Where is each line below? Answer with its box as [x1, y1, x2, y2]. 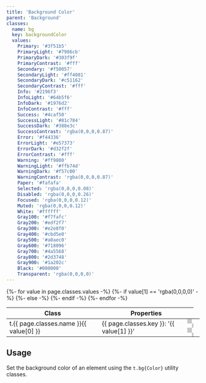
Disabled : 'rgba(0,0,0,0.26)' [17, 191, 95, 197]
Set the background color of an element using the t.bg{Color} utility [6, 364, 179, 371]
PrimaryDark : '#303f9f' [17, 55, 78, 61]
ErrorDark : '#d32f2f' [17, 145, 72, 152]
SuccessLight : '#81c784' [17, 117, 81, 123]
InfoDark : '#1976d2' [17, 100, 70, 106]
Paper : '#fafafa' [17, 180, 62, 186]
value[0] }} [9, 327, 41, 335]
